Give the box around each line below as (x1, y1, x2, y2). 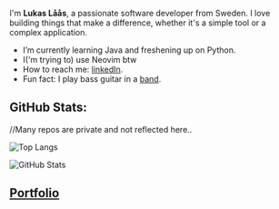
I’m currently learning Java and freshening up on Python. (22, 45, 236, 55)
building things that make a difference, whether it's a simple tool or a (9, 17, 266, 28)
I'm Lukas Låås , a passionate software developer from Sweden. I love (9, 8, 271, 18)
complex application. (9, 27, 88, 37)
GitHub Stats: (9, 100, 88, 115)
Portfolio (9, 185, 60, 201)
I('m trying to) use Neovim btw (22, 55, 137, 65)
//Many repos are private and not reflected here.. (9, 124, 193, 134)
